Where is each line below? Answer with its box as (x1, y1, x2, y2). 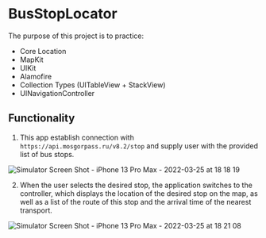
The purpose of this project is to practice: (8, 31, 145, 40)
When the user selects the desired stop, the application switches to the (19, 180, 253, 190)
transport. (19, 205, 53, 215)
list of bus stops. (19, 149, 75, 159)
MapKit (19, 55, 44, 64)
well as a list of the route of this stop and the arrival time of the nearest (19, 197, 252, 206)
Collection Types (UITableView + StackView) (19, 80, 166, 90)
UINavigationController (19, 88, 95, 98)
